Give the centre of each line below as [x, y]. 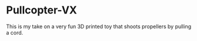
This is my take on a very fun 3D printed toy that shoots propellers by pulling [99, 26]
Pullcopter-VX [42, 10]
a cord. [15, 32]
